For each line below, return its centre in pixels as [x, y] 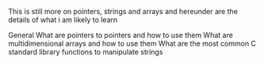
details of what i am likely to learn [63, 20]
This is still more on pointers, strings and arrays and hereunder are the [123, 11]
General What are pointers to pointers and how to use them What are [121, 35]
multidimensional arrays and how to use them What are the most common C [132, 43]
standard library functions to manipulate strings [86, 52]
